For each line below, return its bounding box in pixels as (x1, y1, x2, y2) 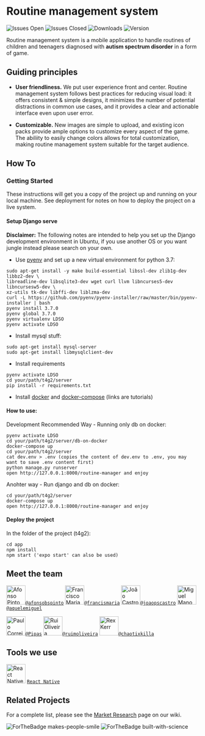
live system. (6, 204, 37, 211)
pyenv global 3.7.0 (6, 311, 56, 317)
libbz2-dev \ (6, 273, 40, 279)
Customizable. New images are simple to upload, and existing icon (15, 121, 184, 128)
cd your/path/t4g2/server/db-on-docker (6, 438, 108, 444)
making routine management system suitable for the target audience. (15, 141, 189, 148)
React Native (26, 679, 60, 685)
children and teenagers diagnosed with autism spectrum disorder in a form (6, 43, 197, 50)
